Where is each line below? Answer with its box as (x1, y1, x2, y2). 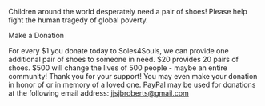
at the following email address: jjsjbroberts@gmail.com (8, 88, 190, 98)
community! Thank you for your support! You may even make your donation (8, 72, 258, 80)
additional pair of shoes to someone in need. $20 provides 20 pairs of (8, 55, 239, 64)
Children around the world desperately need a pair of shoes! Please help (8, 7, 247, 16)
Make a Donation (8, 31, 65, 40)
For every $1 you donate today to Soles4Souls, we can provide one (8, 46, 230, 55)
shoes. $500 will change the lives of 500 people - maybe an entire (8, 63, 228, 73)
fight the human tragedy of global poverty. (8, 15, 148, 25)
